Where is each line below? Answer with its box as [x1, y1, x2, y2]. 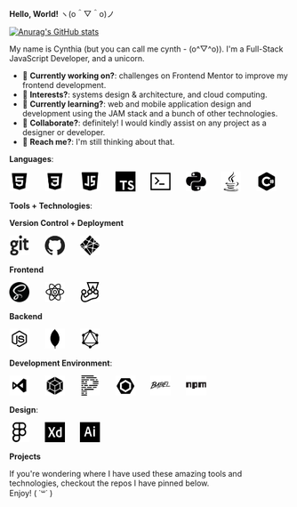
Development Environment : [9, 358, 113, 368]
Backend [9, 311, 43, 321]
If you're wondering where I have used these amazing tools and [9, 469, 243, 479]
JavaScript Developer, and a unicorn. [9, 53, 145, 63]
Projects [9, 451, 42, 462]
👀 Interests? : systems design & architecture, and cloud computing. [21, 89, 268, 100]
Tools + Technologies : [9, 200, 93, 211]
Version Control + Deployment [9, 218, 124, 228]
